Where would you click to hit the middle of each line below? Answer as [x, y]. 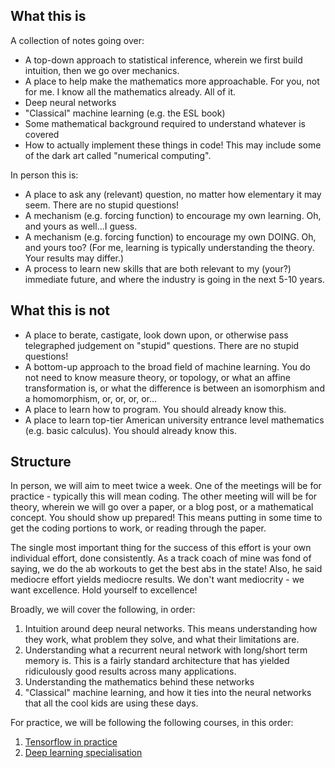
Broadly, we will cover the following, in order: [103, 610]
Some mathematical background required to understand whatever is [165, 123]
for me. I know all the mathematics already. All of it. [130, 91]
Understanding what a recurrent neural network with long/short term [166, 650]
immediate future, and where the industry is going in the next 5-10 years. [174, 279]
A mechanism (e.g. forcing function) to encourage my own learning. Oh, [173, 215]
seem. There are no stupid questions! [102, 205]
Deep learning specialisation [83, 753]
